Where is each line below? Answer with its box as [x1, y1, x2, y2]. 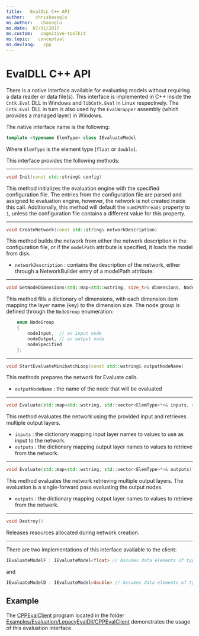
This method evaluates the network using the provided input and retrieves [6, 413, 187, 420]
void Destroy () [6, 518, 44, 524]
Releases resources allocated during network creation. [6, 529, 140, 536]
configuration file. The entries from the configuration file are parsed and [6, 191, 182, 198]
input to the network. [14, 437, 66, 444]
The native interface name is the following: [6, 123, 110, 130]
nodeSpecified [27, 341, 62, 347]
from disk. [6, 250, 31, 257]
